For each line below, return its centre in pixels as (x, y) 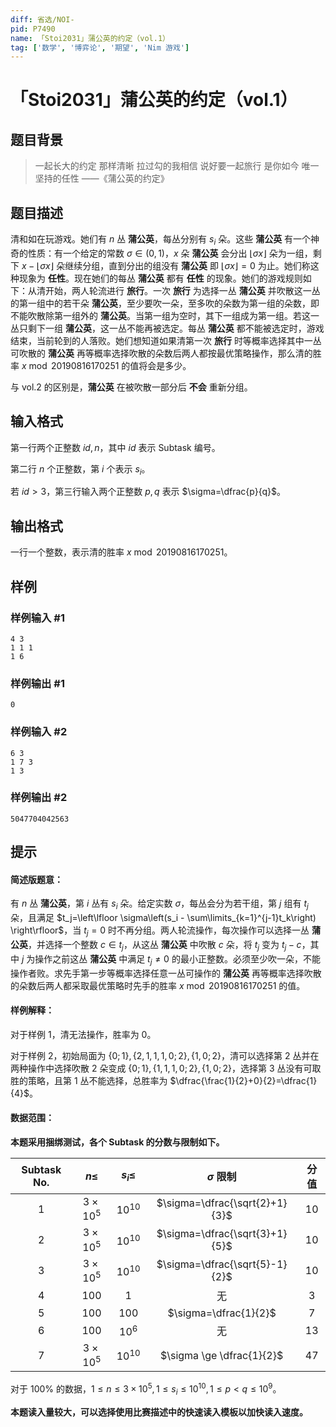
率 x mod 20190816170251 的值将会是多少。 (101, 365)
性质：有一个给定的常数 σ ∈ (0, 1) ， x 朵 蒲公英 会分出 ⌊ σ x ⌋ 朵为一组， (170, 253)
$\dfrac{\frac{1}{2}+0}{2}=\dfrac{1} (243, 1080)
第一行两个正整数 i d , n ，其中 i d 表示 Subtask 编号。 (115, 447)
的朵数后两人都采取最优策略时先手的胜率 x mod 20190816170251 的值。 (158, 985)
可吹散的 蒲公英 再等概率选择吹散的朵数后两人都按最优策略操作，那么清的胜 (166, 353)
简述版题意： (36, 879)
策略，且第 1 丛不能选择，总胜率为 (97, 1080)
